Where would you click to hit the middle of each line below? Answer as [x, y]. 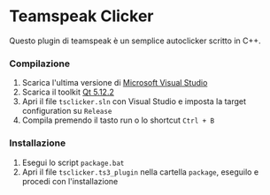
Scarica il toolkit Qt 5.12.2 [68, 92]
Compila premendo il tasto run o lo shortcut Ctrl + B [118, 120]
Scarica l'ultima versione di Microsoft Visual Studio [115, 83]
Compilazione [40, 64]
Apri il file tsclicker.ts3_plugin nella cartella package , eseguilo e [140, 172]
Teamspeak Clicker [81, 16]
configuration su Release [67, 111]
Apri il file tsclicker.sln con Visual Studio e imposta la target [134, 101]
